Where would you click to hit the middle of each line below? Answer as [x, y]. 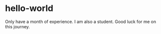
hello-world [29, 8]
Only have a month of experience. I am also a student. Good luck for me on [81, 22]
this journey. [18, 26]
